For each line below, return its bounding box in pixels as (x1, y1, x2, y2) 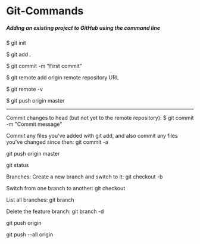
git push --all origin (6, 231, 54, 238)
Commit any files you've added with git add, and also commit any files (6, 132, 178, 140)
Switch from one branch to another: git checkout (6, 185, 126, 192)
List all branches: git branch (6, 196, 74, 203)
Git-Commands (6, 4, 84, 18)
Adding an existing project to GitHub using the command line (6, 24, 161, 31)
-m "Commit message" (6, 121, 62, 128)
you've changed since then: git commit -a (6, 138, 108, 146)
